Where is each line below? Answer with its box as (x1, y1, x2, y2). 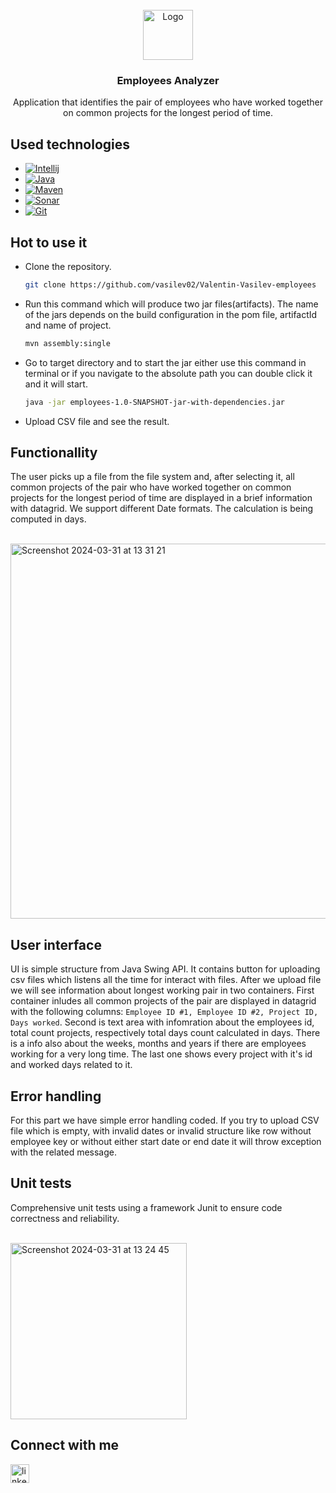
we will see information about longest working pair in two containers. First (10, 984, 315, 997)
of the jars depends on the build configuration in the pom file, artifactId (24, 308, 318, 320)
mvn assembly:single (24, 338, 111, 348)
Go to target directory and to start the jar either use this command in (24, 356, 307, 368)
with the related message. (10, 1146, 118, 1158)
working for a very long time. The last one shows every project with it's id (10, 1048, 313, 1060)
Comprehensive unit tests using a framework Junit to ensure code (10, 1201, 283, 1213)
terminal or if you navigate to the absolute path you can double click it (24, 367, 313, 379)
